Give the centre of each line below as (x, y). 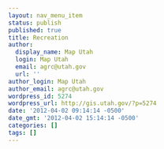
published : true (35, 30)
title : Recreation (38, 37)
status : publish (35, 23)
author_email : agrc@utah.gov (56, 89)
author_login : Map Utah (47, 81)
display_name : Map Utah (54, 52)
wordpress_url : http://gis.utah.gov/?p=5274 (82, 103)
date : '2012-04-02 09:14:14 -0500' (67, 111)
